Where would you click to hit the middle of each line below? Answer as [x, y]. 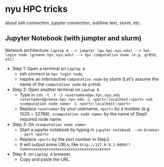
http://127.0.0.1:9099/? [105, 145]
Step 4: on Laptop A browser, [42, 154]
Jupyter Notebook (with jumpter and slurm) [73, 38]
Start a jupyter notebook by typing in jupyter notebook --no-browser [89, 129]
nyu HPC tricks [37, 9]
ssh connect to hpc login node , [52, 74]
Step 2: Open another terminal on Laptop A [56, 89]
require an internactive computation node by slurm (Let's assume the [89, 79]
